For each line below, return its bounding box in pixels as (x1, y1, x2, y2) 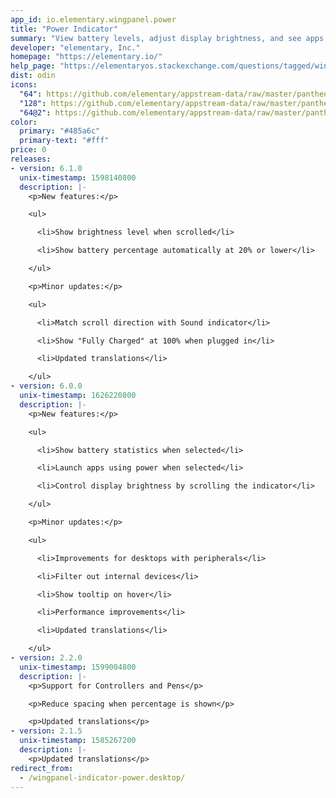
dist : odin (10, 71, 56, 81)
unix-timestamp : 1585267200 (19, 736, 137, 746)
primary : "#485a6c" (19, 126, 101, 136)
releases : (10, 154, 52, 164)
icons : (10, 80, 38, 90)
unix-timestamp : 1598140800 (19, 172, 137, 183)
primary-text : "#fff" (19, 136, 110, 146)
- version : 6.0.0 (10, 381, 83, 391)
